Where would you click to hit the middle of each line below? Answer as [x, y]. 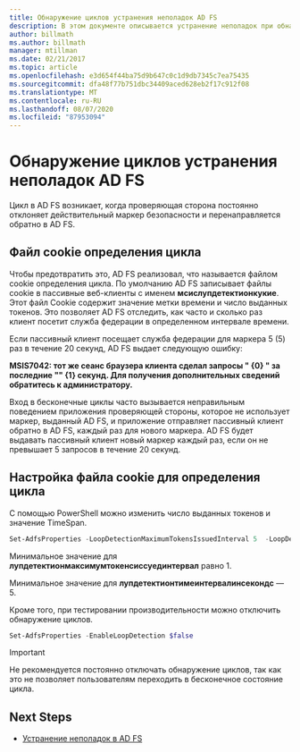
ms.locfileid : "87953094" [57, 117]
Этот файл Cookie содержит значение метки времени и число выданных [149, 302]
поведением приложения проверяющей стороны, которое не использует [150, 411]
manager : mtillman [43, 51]
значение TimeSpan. [48, 522]
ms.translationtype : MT [54, 92]
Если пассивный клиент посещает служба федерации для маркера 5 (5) [147, 338]
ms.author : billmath [48, 42]
